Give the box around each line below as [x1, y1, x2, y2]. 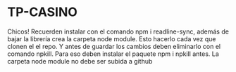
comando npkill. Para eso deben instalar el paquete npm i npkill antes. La [7, 50, 220, 58]
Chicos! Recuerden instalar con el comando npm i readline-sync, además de [7, 27, 229, 36]
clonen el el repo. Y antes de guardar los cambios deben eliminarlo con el [7, 42, 221, 50]
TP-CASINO [7, 4, 77, 20]
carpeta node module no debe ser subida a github [7, 57, 153, 65]
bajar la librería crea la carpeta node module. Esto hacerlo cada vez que [7, 34, 216, 43]
